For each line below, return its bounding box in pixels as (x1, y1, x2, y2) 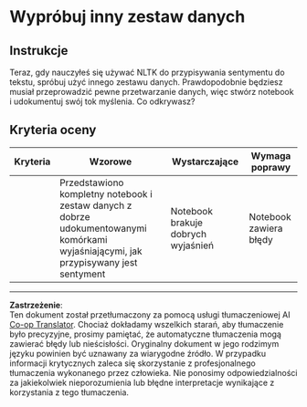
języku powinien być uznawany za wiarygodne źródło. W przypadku (9, 348, 267, 359)
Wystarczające (172, 155, 239, 168)
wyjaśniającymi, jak (58, 245, 143, 257)
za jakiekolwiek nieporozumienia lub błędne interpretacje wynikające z (9, 377, 275, 388)
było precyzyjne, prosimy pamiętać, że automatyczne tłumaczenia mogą (9, 329, 281, 339)
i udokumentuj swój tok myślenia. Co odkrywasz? (9, 96, 196, 107)
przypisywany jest (58, 256, 138, 268)
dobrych (170, 227, 207, 240)
